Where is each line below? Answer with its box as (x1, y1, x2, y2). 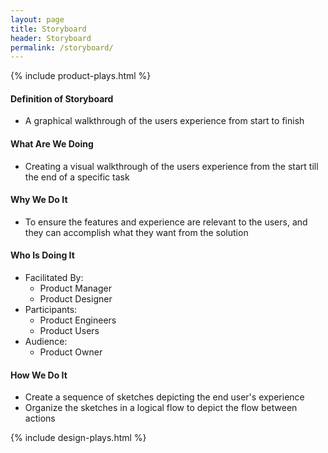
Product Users (39, 325, 100, 337)
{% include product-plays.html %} (10, 70, 152, 82)
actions (24, 412, 56, 425)
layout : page (10, 14, 65, 25)
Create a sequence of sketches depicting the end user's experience (24, 391, 305, 403)
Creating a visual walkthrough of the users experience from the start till (24, 160, 319, 172)
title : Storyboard (10, 24, 87, 34)
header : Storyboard (10, 33, 92, 43)
